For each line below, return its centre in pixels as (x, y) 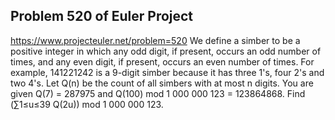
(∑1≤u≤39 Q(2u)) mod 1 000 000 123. (87, 104)
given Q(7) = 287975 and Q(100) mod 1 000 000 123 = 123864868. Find (158, 93)
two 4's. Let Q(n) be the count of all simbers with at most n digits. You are (162, 83)
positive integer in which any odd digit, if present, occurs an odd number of (166, 51)
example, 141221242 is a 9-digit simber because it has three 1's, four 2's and (167, 72)
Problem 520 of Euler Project (102, 16)
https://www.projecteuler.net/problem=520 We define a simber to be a (155, 40)
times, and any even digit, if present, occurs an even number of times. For (162, 61)
